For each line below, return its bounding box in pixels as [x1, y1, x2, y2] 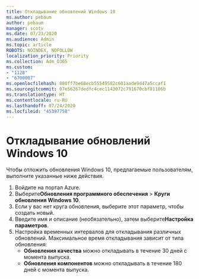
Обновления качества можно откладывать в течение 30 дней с [23, 247, 187, 255]
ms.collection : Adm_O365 [6, 58, 68, 64]
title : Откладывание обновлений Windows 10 [6, 8, 116, 15]
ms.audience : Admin [6, 36, 55, 42]
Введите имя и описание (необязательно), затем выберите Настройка [14, 215, 194, 223]
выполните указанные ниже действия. [6, 173, 104, 180]
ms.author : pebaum [6, 14, 52, 20]
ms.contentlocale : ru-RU [6, 97, 68, 103]
